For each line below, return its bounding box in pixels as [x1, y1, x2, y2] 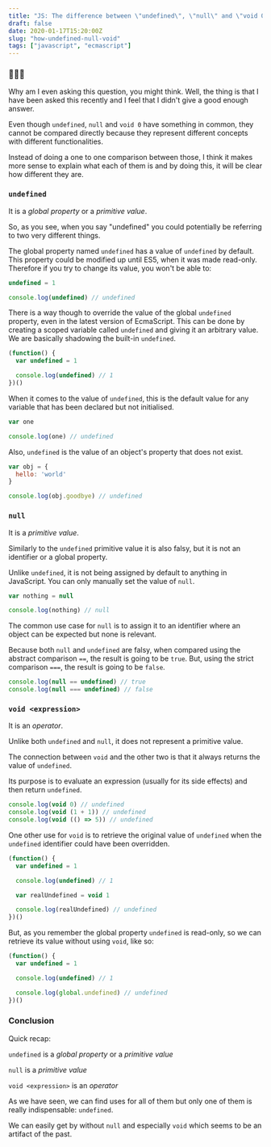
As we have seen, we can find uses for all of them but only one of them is [8, 1096, 252, 1106]
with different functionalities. [8, 137, 103, 146]
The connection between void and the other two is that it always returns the [8, 752, 261, 762]
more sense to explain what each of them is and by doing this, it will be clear [8, 161, 263, 170]
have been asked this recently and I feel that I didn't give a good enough [8, 95, 248, 105]
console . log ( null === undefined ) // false [8, 686, 153, 694]
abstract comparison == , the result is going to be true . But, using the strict [8, 653, 254, 663]
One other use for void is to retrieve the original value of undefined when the [8, 830, 262, 840]
